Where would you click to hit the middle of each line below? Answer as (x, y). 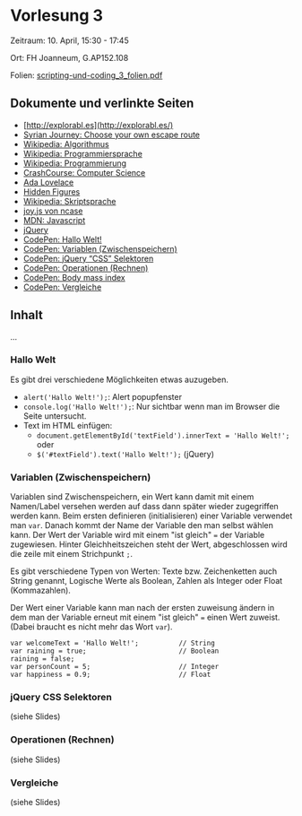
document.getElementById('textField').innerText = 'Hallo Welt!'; (163, 436)
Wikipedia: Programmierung (75, 163)
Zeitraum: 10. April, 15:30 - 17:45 (69, 40)
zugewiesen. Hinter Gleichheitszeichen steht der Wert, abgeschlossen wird (149, 544)
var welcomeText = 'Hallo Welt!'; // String (113, 643)
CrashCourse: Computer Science (84, 172)
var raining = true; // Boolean (115, 651)
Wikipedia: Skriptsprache (69, 201)
